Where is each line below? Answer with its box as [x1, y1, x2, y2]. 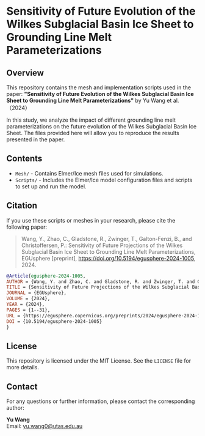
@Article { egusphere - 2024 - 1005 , [6, 273, 86, 279]
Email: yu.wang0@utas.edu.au [6, 423, 83, 429]
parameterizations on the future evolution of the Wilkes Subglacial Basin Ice [6, 123, 197, 130]
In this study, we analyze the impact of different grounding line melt [6, 116, 176, 124]
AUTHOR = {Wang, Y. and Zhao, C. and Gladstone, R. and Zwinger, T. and [6, 278, 195, 285]
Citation [6, 201, 38, 211]
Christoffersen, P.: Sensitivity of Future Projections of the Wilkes [21, 242, 183, 249]
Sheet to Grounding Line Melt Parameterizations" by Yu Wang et [6, 97, 172, 104]
